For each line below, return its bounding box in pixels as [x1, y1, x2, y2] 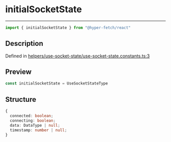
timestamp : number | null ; [10, 127, 67, 133]
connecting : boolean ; [10, 118, 56, 123]
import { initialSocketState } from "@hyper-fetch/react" [5, 25, 131, 30]
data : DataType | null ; [10, 123, 60, 128]
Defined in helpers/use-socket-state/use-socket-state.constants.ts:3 [5, 52, 150, 59]
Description [5, 39, 43, 48]
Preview [5, 68, 32, 76]
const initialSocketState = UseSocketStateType [5, 81, 108, 86]
